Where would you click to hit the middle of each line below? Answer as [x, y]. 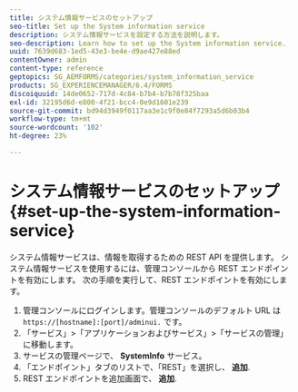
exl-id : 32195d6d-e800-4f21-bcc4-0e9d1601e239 [99, 102]
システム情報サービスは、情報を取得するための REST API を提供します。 [144, 257]
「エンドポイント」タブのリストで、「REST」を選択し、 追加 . [136, 367]
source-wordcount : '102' [56, 128]
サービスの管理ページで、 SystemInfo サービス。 [114, 356]
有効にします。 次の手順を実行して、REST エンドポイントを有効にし [152, 279]
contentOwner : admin [49, 60]
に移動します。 [50, 344]
